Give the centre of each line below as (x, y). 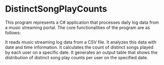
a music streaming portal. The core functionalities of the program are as (78, 27)
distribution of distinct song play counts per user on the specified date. (77, 57)
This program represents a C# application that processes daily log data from (82, 22)
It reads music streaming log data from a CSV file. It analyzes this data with (81, 42)
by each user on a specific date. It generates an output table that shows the (81, 52)
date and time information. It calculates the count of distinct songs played (79, 47)
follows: (13, 32)
